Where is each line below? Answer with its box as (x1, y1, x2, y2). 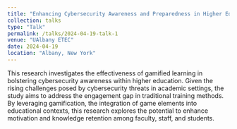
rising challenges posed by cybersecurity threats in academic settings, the (7, 84, 224, 92)
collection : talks (7, 17, 61, 24)
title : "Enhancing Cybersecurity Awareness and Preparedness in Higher (7, 10, 222, 18)
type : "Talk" (7, 23, 46, 30)
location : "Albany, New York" (7, 50, 97, 57)
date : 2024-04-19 (7, 43, 59, 50)
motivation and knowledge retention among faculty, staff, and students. (7, 113, 215, 122)
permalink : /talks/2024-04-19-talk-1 (7, 30, 119, 37)
